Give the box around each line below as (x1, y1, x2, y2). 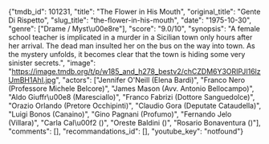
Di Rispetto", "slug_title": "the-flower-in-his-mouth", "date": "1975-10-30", (8, 15, 251, 25)
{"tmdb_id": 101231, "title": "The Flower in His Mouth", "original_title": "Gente (8, 7, 261, 16)
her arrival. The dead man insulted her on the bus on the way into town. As (8, 41, 255, 51)
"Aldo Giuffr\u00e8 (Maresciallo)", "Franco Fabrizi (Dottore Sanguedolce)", (8, 93, 255, 101)
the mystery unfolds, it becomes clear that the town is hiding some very (8, 50, 246, 59)
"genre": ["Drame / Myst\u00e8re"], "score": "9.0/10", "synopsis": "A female (8, 24, 261, 33)
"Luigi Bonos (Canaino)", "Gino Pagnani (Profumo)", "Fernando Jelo (8, 109, 232, 119)
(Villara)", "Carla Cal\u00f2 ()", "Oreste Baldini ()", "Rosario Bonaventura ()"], (8, 118, 261, 127)
